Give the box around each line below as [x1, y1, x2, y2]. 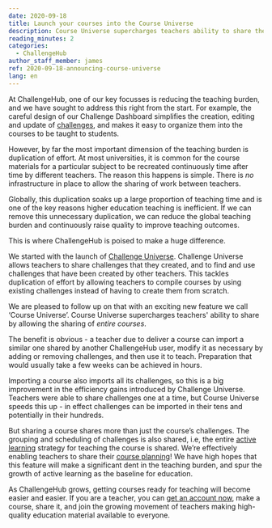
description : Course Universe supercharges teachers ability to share [8, 27, 252, 35]
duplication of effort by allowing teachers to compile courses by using [8, 277, 242, 287]
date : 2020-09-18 [8, 11, 67, 20]
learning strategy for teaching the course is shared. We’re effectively [8, 442, 237, 453]
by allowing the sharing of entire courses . [8, 319, 147, 328]
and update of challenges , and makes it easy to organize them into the [8, 120, 243, 129]
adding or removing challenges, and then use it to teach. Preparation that [8, 351, 253, 361]
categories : [8, 42, 49, 50]
